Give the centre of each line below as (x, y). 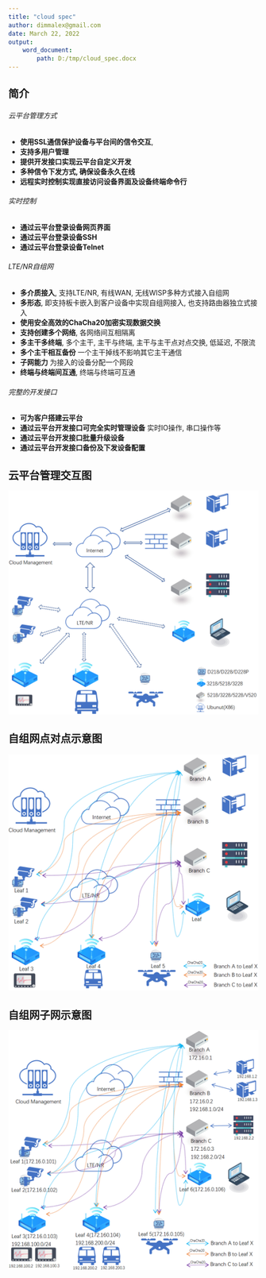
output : (21, 42)
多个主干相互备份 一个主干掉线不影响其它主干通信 (101, 352)
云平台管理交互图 (50, 475)
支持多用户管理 (44, 152)
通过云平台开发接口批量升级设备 (72, 438)
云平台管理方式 (33, 115)
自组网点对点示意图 (55, 739)
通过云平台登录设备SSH (58, 237)
